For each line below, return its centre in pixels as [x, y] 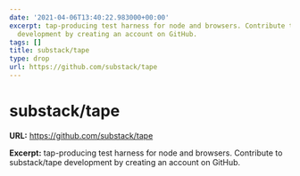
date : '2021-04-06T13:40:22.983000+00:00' [89, 17]
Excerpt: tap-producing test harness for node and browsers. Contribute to [146, 153]
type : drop [29, 59]
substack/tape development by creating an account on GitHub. [125, 162]
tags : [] [25, 42]
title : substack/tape [50, 51]
